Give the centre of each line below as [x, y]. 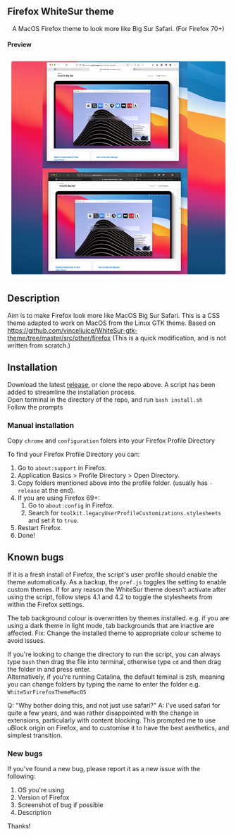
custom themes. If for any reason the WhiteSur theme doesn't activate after [117, 589]
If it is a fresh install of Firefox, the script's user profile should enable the [112, 574]
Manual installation [41, 425]
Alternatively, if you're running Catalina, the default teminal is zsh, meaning [116, 677]
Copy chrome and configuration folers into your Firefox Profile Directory [111, 441]
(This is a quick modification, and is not [169, 338]
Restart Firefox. [40, 527]
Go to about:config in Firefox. [71, 505]
